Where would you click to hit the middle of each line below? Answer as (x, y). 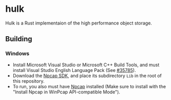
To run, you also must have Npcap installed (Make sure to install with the (89, 86)
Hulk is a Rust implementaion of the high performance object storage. (79, 23)
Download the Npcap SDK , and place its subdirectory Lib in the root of (87, 76)
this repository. (28, 81)
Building (19, 39)
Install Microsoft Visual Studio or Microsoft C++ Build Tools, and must (86, 65)
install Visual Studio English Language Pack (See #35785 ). (74, 70)
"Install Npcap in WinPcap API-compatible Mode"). (66, 92)
